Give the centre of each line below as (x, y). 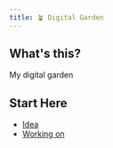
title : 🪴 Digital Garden (56, 17)
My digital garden (41, 75)
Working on (43, 134)
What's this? (45, 54)
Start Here (39, 103)
